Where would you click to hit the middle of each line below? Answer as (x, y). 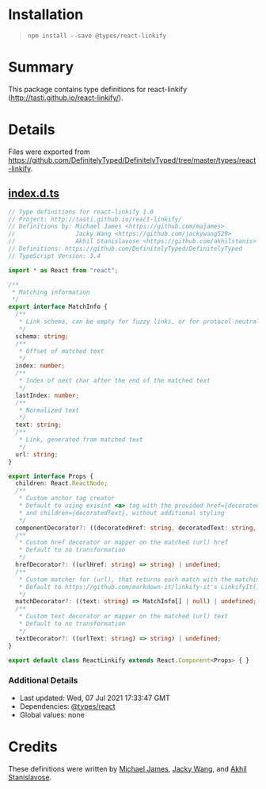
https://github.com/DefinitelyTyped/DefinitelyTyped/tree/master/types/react (132, 160)
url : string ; (37, 454)
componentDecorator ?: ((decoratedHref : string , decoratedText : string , (136, 528)
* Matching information (51, 292)
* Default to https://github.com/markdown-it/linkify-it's (118, 587)
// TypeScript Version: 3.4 (55, 256)
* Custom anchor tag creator (66, 498)
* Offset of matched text (61, 351)
